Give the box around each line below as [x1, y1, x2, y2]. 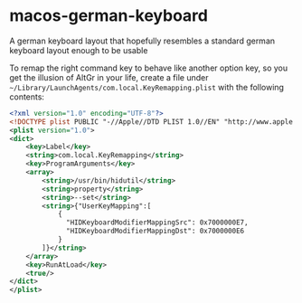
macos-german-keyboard [9, 5, 208, 26]
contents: [9, 91, 45, 102]
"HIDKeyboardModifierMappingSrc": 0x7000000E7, [66, 218, 249, 227]
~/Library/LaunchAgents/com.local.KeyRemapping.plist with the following [9, 81, 285, 92]
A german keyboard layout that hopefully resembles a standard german [9, 35, 276, 46]
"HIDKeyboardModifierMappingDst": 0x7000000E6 [66, 227, 245, 236]
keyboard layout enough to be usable [9, 44, 148, 55]
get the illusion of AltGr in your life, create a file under [9, 71, 209, 82]
